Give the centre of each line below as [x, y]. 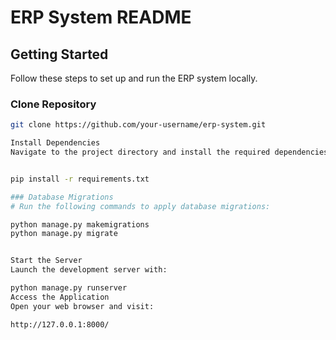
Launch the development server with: [89, 270]
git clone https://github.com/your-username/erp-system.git [138, 125]
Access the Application [60, 297]
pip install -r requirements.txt [80, 179]
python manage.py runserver [69, 288]
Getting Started [59, 54]
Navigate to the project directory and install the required [140, 152]
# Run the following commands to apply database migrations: [140, 206]
